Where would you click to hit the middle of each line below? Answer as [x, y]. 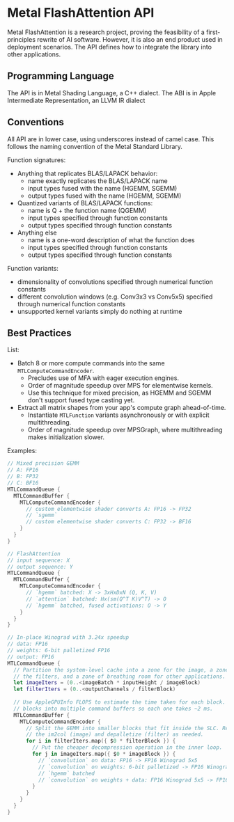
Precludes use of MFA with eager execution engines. [103, 378]
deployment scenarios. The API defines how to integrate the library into [110, 47]
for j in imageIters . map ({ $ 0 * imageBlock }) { [104, 754]
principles [22, 39]
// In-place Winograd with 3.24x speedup [68, 638]
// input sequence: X [39, 560]
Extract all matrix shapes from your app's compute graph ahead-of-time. [122, 408]
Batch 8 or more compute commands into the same [91, 363]
